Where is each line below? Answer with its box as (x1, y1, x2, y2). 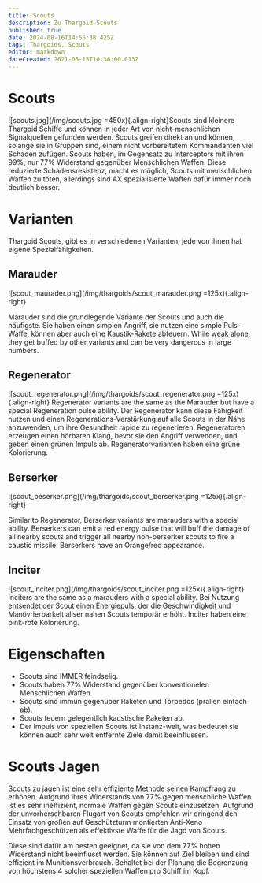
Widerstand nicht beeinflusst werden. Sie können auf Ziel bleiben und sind (8, 849, 249, 859)
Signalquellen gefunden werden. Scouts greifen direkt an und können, (8, 132, 235, 142)
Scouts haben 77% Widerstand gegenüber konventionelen (19, 680, 210, 689)
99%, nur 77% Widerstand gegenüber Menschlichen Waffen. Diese (8, 157, 227, 166)
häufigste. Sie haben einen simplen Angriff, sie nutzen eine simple (8, 320, 222, 330)
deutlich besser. (8, 182, 61, 192)
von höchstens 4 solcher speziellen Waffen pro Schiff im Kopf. (8, 866, 210, 875)
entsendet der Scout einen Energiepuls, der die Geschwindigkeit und (8, 601, 231, 610)
